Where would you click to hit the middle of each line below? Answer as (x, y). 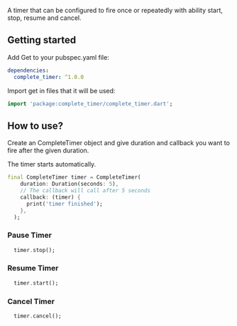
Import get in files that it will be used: (61, 90)
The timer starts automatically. (52, 164)
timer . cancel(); (38, 316)
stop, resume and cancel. (44, 18)
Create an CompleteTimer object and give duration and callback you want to (119, 143)
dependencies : (28, 70)
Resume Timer (33, 268)
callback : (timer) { (50, 197)
